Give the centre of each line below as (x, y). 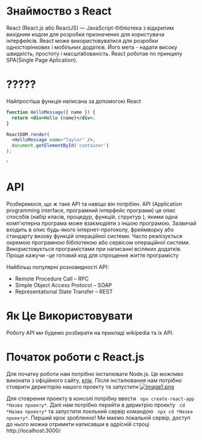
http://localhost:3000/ (34, 430)
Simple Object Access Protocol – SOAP (64, 285)
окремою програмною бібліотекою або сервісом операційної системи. (98, 242)
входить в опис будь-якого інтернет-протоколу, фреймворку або (90, 229)
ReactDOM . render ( (28, 134)
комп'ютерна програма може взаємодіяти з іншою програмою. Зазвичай (101, 223)
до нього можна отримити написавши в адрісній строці (78, 424)
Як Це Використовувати (69, 316)
